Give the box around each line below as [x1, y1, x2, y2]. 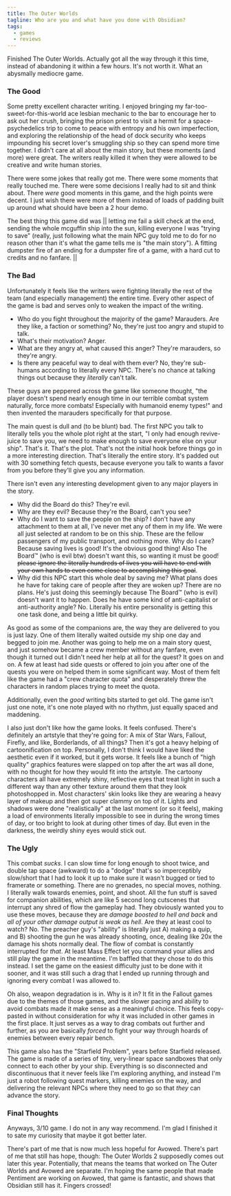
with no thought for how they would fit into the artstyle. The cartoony [7, 767, 203, 776]
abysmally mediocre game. [7, 70, 84, 78]
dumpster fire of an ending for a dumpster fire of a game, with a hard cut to [7, 246, 221, 255]
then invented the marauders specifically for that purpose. [7, 409, 172, 417]
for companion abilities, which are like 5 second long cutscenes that [7, 896, 200, 904]
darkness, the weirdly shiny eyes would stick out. [7, 826, 146, 834]
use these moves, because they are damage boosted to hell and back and [7, 910, 218, 919]
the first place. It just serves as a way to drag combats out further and [7, 1019, 205, 1028]
